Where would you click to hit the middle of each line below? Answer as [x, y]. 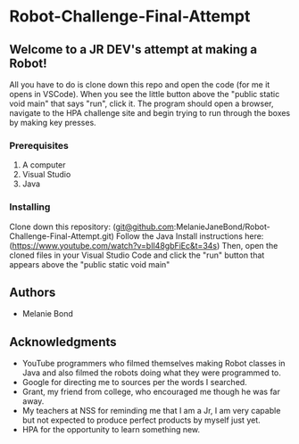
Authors [33, 292]
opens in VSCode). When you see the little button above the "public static [145, 94]
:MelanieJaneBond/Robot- [222, 226]
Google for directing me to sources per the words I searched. [134, 382]
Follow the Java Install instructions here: [190, 236]
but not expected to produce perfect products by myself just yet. [141, 420]
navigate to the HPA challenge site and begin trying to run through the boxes [150, 113]
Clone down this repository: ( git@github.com [91, 226]
